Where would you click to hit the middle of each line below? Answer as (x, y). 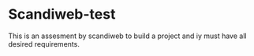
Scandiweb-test (62, 14)
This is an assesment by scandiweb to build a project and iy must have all (127, 36)
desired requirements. (44, 44)
